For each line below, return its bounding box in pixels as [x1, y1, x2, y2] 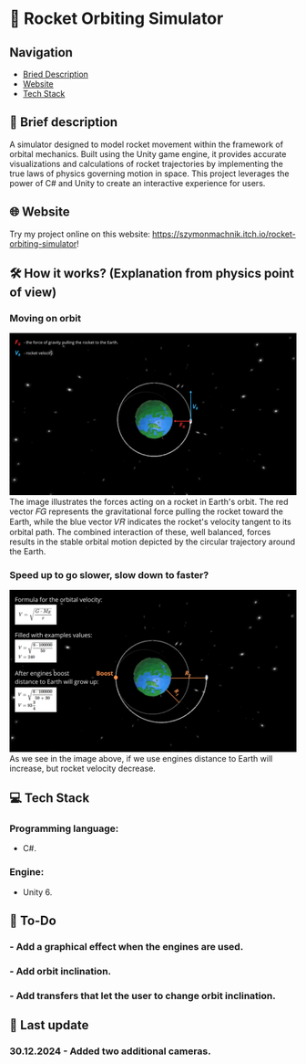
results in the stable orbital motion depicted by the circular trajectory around [9, 536, 296, 547]
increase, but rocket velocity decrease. [9, 763, 157, 774]
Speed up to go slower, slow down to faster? [9, 568, 209, 581]
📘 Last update [9, 1017, 89, 1033]
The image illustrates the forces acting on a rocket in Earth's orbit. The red [9, 496, 289, 507]
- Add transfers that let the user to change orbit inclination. [9, 989, 276, 1002]
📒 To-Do [9, 912, 56, 928]
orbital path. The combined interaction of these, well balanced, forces [9, 526, 271, 537]
